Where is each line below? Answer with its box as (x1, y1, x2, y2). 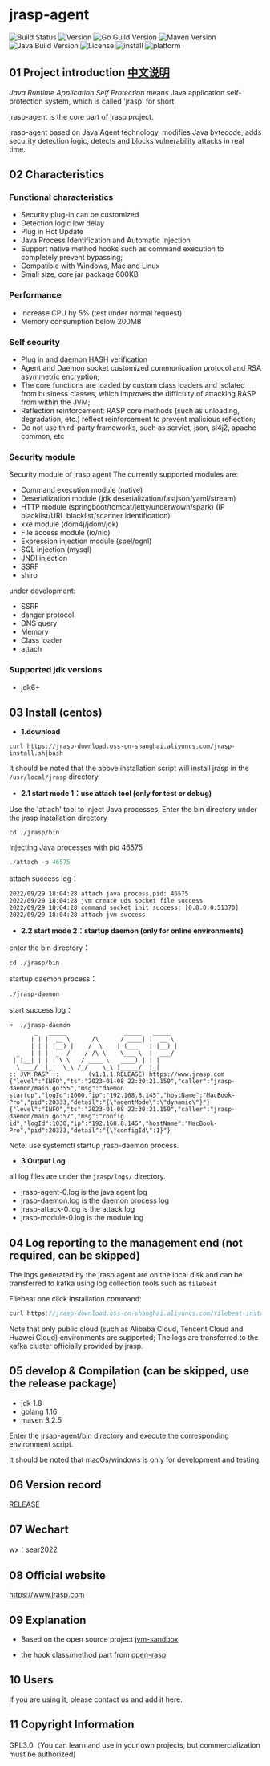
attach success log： (9, 874, 79, 883)
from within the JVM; (20, 397, 91, 407)
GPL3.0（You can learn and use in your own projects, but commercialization (9, 1740, 261, 1750)
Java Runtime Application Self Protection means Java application (9, 87, 225, 97)
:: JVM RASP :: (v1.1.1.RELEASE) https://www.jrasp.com (9, 1070, 225, 1078)
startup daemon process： (9, 974, 98, 984)
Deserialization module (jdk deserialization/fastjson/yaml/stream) (20, 493, 236, 503)
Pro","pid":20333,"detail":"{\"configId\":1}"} (9, 1127, 171, 1135)
